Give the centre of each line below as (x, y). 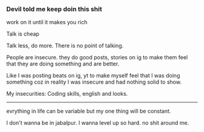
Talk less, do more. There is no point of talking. (65, 46)
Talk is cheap (23, 34)
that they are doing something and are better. (63, 64)
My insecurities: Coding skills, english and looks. (67, 94)
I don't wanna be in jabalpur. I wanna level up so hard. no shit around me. (98, 123)
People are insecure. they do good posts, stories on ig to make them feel (97, 58)
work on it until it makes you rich (47, 22)
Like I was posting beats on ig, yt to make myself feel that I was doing (93, 76)
